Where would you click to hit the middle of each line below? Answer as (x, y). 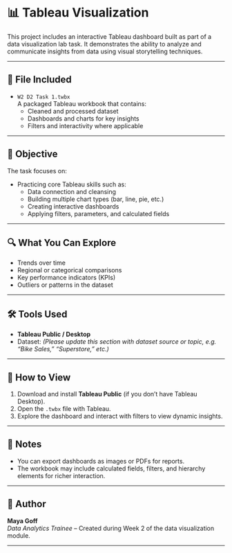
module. (19, 535)
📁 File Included (40, 80)
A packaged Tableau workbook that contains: (82, 103)
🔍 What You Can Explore (61, 243)
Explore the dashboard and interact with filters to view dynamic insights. (120, 416)
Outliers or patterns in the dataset (65, 285)
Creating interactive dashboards (73, 206)
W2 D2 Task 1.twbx (43, 97)
